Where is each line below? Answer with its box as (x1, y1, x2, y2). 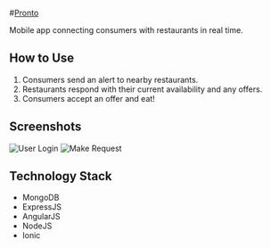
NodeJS (21, 220, 53, 231)
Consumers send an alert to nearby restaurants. (21, 74, 199, 85)
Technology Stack (9, 169, 112, 184)
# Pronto (9, 8, 39, 18)
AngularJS (21, 211, 61, 222)
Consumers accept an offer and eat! (21, 93, 156, 103)
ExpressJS (21, 202, 62, 212)
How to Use (9, 51, 75, 66)
